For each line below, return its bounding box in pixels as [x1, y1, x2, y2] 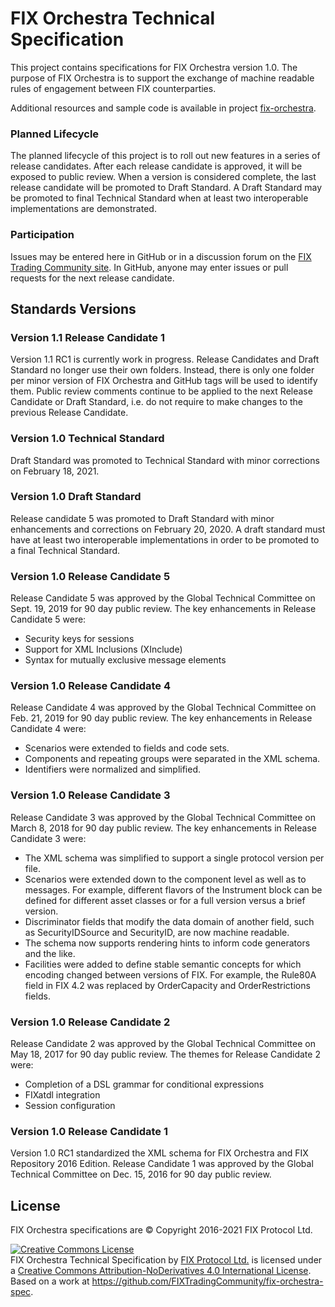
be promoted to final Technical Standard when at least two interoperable [10, 192, 309, 204]
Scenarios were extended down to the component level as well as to [24, 873, 307, 885]
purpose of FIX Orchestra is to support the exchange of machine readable [10, 72, 315, 84]
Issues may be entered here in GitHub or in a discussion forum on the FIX [10, 250, 312, 262]
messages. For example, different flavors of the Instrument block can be [24, 883, 323, 896]
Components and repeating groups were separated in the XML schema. [24, 753, 321, 765]
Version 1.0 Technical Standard [10, 432, 165, 446]
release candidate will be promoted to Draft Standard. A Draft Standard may [10, 182, 323, 194]
